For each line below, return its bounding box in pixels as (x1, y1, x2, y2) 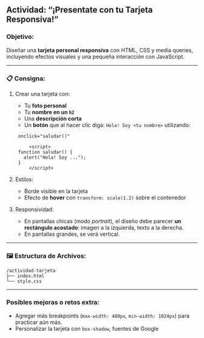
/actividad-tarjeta (6, 267, 56, 274)
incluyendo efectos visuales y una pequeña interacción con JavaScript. (6, 53, 185, 60)
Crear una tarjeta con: (15, 90, 70, 97)
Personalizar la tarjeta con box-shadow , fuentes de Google (15, 325, 159, 332)
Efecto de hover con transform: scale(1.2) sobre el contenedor (24, 194, 186, 201)
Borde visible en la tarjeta (24, 187, 88, 195)
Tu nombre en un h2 (24, 108, 75, 116)
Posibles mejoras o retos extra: (6, 298, 100, 306)
